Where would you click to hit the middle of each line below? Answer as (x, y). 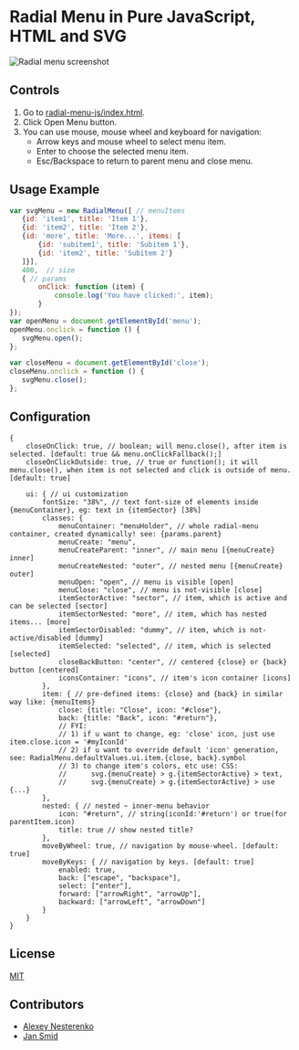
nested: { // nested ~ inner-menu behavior (126, 806)
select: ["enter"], (95, 886)
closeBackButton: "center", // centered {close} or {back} (172, 662)
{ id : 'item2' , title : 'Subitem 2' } (105, 253)
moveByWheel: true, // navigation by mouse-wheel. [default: (161, 846)
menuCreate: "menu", (97, 542)
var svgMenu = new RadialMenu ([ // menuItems (97, 211)
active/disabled (40, 638)
